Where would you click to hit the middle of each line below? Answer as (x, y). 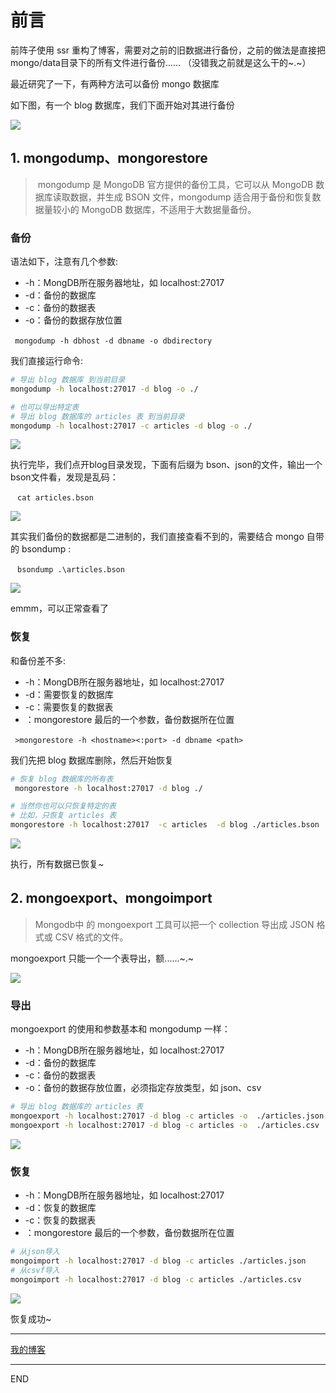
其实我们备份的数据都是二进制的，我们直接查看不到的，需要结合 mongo (157, 537)
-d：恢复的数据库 (60, 1208)
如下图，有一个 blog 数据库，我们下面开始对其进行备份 (122, 105)
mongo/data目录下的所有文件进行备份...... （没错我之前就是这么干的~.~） (161, 62)
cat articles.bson (55, 498)
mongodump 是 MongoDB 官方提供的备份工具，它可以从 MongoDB (175, 184)
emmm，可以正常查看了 (59, 608)
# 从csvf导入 (35, 1270)
